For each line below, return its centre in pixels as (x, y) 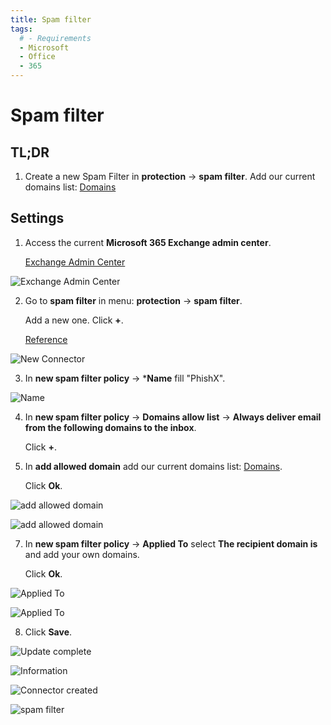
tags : (21, 29)
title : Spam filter (51, 19)
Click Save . (48, 632)
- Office (37, 57)
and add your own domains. (82, 554)
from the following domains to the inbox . (110, 427)
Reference (46, 339)
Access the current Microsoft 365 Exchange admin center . (148, 242)
